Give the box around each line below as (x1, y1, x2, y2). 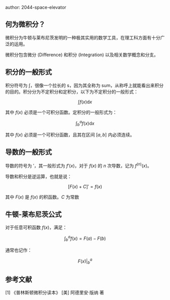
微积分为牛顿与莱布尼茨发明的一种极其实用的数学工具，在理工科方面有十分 (5, 34, 160, 40)
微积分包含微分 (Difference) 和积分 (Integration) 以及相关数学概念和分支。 (5, 52, 158, 58)
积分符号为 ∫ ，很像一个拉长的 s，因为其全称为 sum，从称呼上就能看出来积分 (5, 82, 164, 88)
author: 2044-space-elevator (5, 5, 67, 10)
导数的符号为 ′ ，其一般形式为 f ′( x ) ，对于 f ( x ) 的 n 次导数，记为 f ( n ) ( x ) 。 (5, 161, 152, 168)
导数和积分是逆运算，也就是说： (5, 173, 72, 179)
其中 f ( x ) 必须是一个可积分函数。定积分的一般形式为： (5, 109, 117, 115)
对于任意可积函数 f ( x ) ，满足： (5, 225, 67, 231)
